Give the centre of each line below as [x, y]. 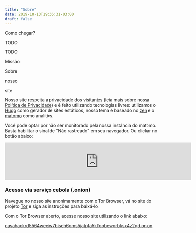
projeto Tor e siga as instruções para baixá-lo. [52, 206]
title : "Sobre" [21, 10]
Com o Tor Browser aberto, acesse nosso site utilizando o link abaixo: [76, 216]
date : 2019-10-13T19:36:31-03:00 [40, 14]
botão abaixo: [19, 136]
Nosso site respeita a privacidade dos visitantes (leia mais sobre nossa [77, 100]
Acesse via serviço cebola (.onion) [48, 190]
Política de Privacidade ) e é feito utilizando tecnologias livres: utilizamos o [80, 105]
